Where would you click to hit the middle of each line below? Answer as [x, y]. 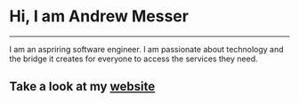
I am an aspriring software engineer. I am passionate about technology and [146, 49]
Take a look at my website [82, 87]
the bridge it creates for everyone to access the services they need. [133, 59]
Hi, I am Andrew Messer [99, 16]
